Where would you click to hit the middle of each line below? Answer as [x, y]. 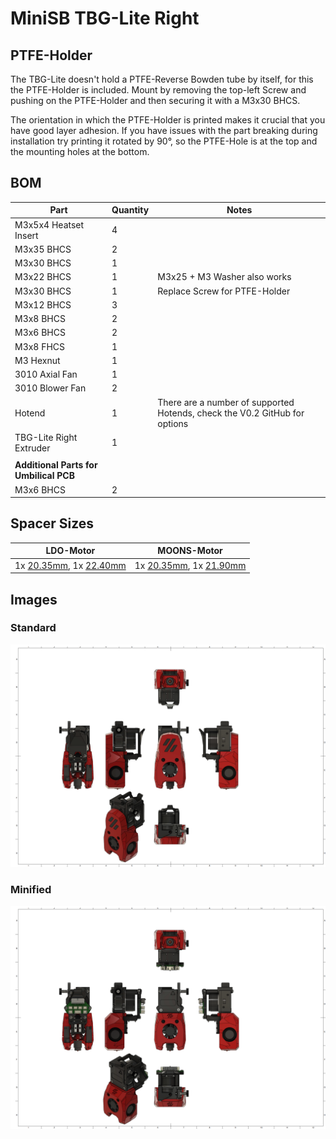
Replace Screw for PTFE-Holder [224, 291]
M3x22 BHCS [43, 277]
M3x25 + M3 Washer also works [224, 277]
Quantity [130, 210]
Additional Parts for [56, 465]
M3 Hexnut [37, 360]
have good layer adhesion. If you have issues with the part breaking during [164, 130]
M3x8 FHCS [40, 346]
